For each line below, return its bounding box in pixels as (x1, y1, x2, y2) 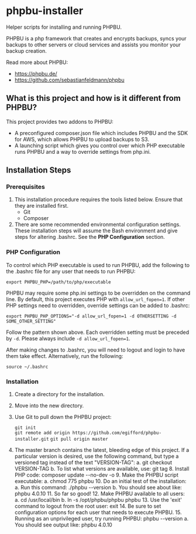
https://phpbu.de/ (14, 70, 57, 77)
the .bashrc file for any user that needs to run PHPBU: (6, 268, 136, 275)
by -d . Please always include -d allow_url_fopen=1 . (6, 334, 130, 342)
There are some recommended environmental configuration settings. (14, 221, 181, 228)
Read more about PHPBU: (6, 59, 68, 66)
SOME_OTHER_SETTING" (6, 318, 57, 324)
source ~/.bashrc (6, 364, 49, 370)
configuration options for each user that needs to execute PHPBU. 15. (14, 509, 183, 516)
